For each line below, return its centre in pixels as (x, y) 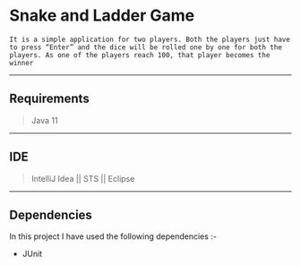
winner (21, 63)
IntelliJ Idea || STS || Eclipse (83, 178)
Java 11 (44, 120)
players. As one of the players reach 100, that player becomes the (140, 55)
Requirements (49, 99)
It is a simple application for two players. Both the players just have (150, 39)
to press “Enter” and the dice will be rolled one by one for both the (146, 47)
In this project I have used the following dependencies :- (113, 236)
